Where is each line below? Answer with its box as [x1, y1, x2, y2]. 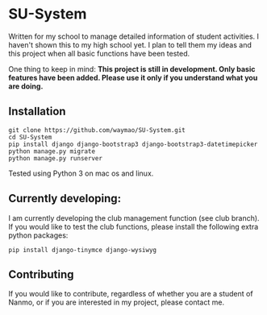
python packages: [8, 230, 69, 240]
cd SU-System [8, 133, 52, 141]
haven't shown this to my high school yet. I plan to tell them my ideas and [8, 39, 252, 49]
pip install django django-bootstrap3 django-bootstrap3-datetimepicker [8, 140, 258, 148]
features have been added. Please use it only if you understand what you [8, 73, 258, 82]
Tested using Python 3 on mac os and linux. [8, 168, 154, 178]
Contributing [8, 267, 74, 281]
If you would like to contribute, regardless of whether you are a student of [8, 289, 253, 299]
